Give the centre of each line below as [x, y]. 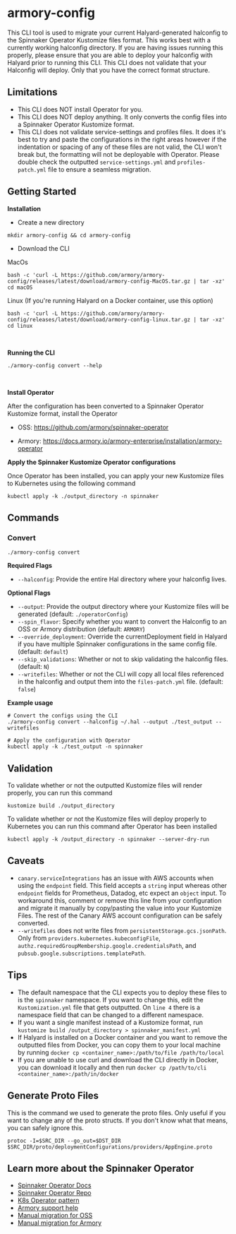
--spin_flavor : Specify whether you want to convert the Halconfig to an [122, 622]
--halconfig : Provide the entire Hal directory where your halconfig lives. [122, 579]
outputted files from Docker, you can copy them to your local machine [119, 1045]
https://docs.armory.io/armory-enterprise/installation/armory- [132, 441]
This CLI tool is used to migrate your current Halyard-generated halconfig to [118, 32]
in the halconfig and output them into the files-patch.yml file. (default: [120, 682]
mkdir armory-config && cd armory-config [69, 235]
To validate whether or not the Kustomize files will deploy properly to [107, 819]
